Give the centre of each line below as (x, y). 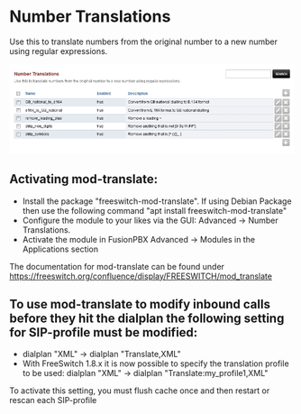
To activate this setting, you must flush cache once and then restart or (140, 391)
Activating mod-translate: (84, 179)
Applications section (60, 249)
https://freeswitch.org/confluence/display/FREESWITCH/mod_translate (141, 276)
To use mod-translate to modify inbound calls (140, 304)
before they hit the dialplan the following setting (147, 318)
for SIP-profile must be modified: (104, 332)
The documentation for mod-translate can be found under (117, 266)
